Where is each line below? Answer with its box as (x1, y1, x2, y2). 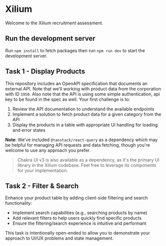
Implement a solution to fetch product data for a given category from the (12, 111, 162, 117)
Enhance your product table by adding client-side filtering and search (5, 195, 148, 201)
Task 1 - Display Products (5, 67, 85, 76)
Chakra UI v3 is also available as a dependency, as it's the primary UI (17, 157, 160, 163)
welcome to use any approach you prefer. (5, 147, 91, 153)
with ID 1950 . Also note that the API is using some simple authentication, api (5, 91, 161, 97)
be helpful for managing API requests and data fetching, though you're (5, 142, 151, 148)
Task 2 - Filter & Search (5, 181, 79, 190)
